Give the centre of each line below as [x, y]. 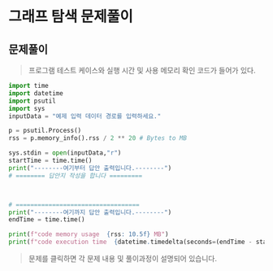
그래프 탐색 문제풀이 [71, 17]
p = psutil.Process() [45, 131]
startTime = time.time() [50, 160]
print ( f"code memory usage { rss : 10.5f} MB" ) [89, 234]
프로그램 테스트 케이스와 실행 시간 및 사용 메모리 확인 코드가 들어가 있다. [142, 70]
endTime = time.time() [47, 220]
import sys [27, 108]
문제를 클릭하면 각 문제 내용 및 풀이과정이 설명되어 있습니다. [123, 258]
